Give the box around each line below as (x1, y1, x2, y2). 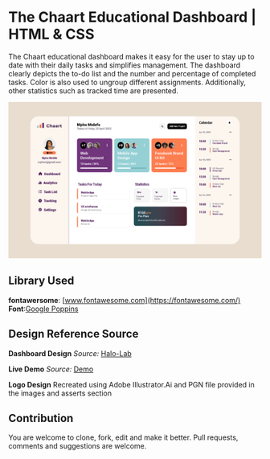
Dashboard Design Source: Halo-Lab (8, 348, 133, 358)
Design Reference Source (8, 327, 139, 341)
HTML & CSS (8, 25, 95, 43)
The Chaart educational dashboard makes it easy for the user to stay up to (8, 51, 255, 61)
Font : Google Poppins (8, 304, 79, 314)
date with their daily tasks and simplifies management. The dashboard (8, 60, 241, 70)
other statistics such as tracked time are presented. (8, 85, 179, 96)
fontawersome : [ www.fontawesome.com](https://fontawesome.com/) (8, 295, 241, 305)
